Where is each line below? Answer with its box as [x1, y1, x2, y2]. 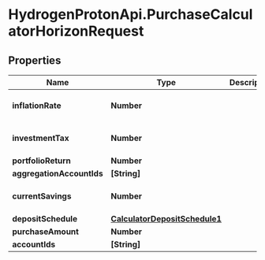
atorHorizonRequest [8, 22, 144, 40]
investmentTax [12, 132, 69, 143]
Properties [8, 54, 62, 67]
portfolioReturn [12, 155, 71, 166]
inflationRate [12, 100, 62, 111]
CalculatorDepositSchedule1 [110, 214, 222, 224]
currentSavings [12, 191, 72, 202]
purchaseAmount [12, 226, 79, 237]
